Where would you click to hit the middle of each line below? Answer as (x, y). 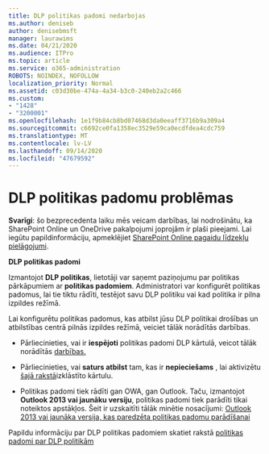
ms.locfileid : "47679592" (52, 158)
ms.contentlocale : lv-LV (50, 143)
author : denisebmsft (43, 31)
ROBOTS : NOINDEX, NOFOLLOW (54, 76)
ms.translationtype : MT (48, 135)
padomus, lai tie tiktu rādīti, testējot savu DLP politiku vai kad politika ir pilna (134, 294)
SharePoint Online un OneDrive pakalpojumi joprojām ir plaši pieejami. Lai (130, 229)
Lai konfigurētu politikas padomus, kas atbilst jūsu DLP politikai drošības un (133, 319)
